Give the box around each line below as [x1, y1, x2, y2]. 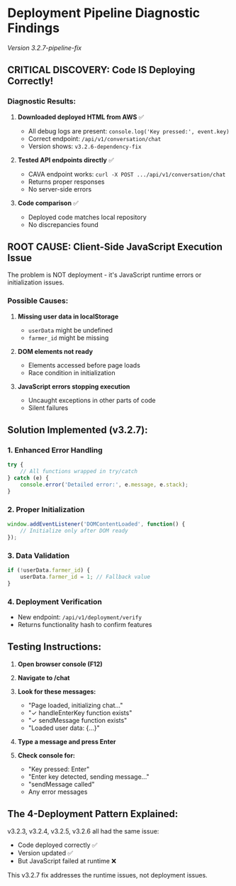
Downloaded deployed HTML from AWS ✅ [17, 112, 145, 121]
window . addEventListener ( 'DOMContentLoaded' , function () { [7, 521, 186, 528]
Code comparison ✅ [17, 199, 79, 207]
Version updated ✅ [17, 848, 73, 857]
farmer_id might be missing [28, 333, 109, 342]
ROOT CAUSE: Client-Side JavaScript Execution [7, 241, 223, 253]
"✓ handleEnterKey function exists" [28, 708, 133, 717]
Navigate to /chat [17, 673, 70, 682]
